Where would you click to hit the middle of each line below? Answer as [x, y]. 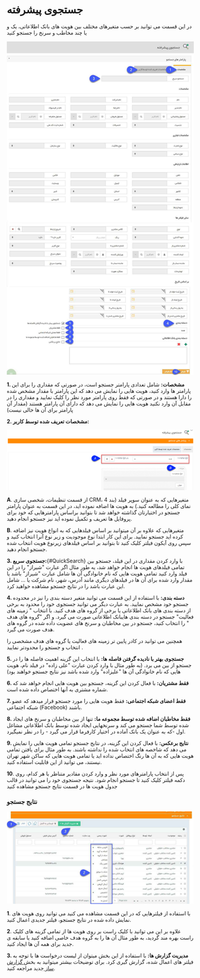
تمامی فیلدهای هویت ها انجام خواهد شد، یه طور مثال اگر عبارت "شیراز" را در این [96, 567]
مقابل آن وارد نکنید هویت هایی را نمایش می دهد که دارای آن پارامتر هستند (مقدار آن [99, 403]
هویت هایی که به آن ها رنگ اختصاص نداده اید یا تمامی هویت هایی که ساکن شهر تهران [100, 756]
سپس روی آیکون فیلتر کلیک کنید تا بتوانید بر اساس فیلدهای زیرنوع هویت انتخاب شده [99, 543]
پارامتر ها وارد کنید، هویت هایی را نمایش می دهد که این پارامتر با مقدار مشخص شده [99, 391]
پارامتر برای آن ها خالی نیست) [40, 410]
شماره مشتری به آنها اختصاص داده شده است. [58, 689]
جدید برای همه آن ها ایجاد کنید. [40, 944]
